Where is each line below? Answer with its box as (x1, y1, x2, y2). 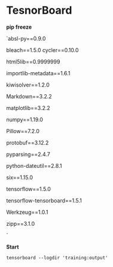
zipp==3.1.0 (6, 220, 35, 227)
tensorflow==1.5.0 (6, 185, 51, 192)
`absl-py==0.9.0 (6, 35, 46, 42)
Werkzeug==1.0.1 (6, 208, 48, 216)
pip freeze (6, 23, 32, 30)
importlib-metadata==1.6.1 (6, 69, 71, 76)
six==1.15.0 (6, 174, 33, 181)
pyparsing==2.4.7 (6, 151, 51, 158)
